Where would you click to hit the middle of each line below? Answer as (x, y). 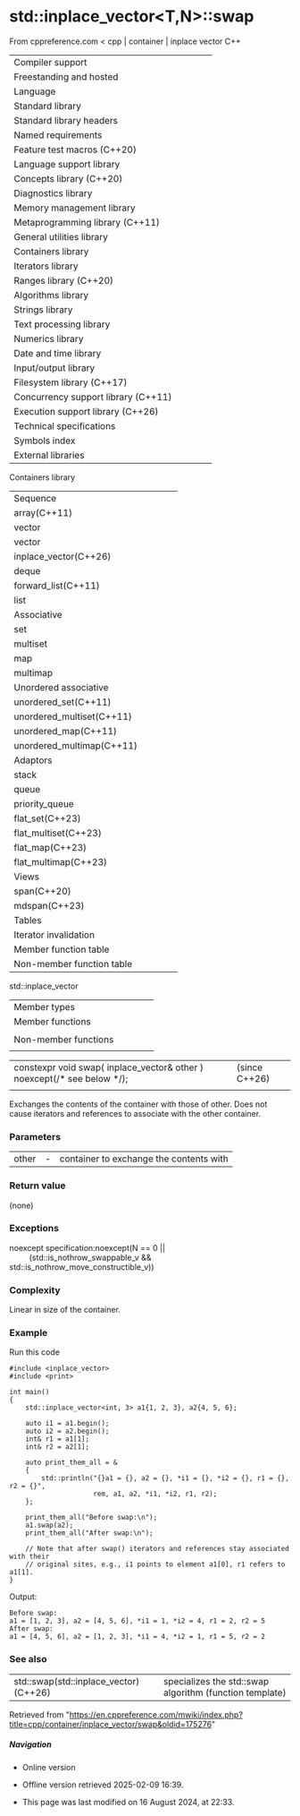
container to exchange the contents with (144, 1159)
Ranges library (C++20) (64, 280)
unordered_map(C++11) (66, 731)
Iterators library (46, 266)
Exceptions (34, 1229)
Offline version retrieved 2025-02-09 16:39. (103, 1785)
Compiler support (50, 62)
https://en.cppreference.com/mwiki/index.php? (156, 1714)
